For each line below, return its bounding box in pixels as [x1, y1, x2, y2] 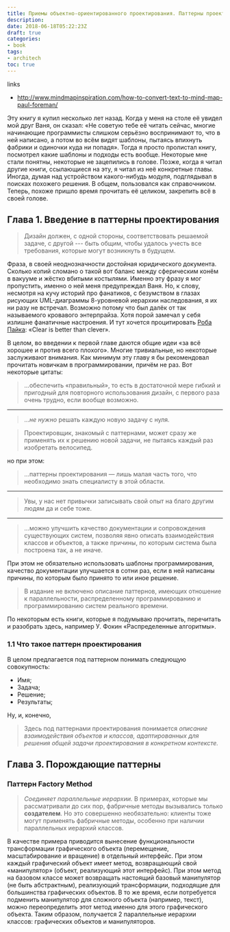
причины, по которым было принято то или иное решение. [7, 574, 179, 582]
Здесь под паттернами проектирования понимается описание [23, 724, 207, 732]
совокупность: [7, 662, 50, 671]
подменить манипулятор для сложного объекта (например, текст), [7, 896, 204, 904]
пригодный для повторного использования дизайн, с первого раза [23, 388, 220, 397]
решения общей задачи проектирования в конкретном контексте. [23, 738, 219, 747]
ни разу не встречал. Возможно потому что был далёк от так [7, 303, 187, 312]
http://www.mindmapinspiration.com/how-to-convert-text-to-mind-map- [16, 93, 223, 102]
